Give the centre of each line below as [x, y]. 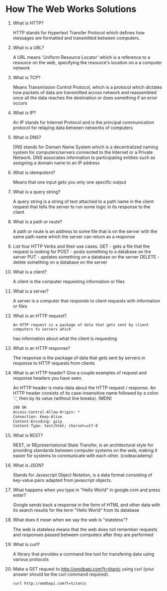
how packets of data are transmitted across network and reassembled [85, 92]
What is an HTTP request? [40, 315]
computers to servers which [42, 329]
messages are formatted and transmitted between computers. [76, 38]
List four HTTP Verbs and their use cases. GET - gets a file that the [81, 246]
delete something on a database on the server [60, 262]
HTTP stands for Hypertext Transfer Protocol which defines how [79, 32]
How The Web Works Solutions [71, 9]
